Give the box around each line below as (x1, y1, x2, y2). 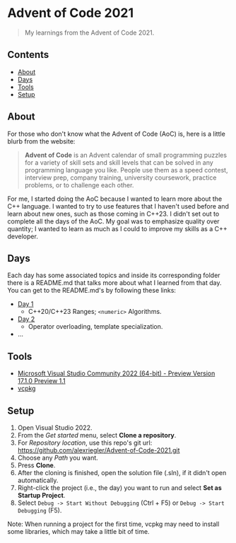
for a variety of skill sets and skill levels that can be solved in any (24, 158, 213, 167)
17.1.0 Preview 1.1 (17, 377, 66, 385)
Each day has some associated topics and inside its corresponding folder (7, 271, 220, 280)
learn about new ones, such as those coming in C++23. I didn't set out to (7, 209, 220, 218)
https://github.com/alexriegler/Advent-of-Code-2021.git (17, 446, 180, 454)
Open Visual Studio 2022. (17, 424, 93, 432)
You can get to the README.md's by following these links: (7, 286, 177, 295)
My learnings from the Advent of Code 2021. (24, 28, 155, 37)
